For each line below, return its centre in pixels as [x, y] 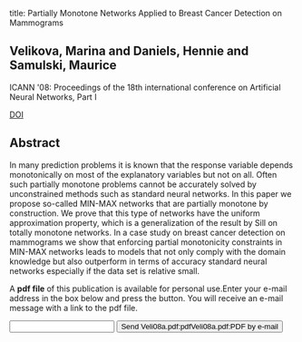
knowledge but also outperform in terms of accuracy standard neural [138, 261]
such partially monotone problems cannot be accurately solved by [133, 184]
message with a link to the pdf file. [74, 308]
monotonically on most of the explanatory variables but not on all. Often [143, 174]
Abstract [35, 143]
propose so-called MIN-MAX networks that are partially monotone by [139, 203]
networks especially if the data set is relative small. [105, 270]
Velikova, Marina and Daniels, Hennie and [129, 51]
